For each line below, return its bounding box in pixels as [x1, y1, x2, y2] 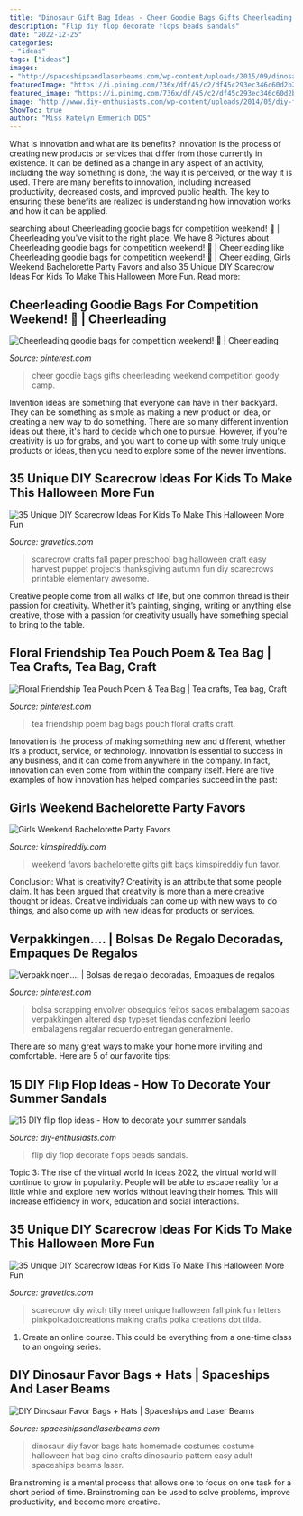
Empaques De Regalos [9, 945, 138, 960]
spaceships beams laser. [31, 1459, 124, 1470]
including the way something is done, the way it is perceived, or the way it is [9, 168, 293, 179]
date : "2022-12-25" [9, 30, 83, 39]
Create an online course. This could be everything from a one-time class [22, 1331, 292, 1342]
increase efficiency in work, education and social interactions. [9, 1196, 240, 1207]
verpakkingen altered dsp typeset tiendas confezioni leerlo [31, 1014, 251, 1024]
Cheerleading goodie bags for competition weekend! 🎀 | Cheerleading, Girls [9, 252, 291, 262]
